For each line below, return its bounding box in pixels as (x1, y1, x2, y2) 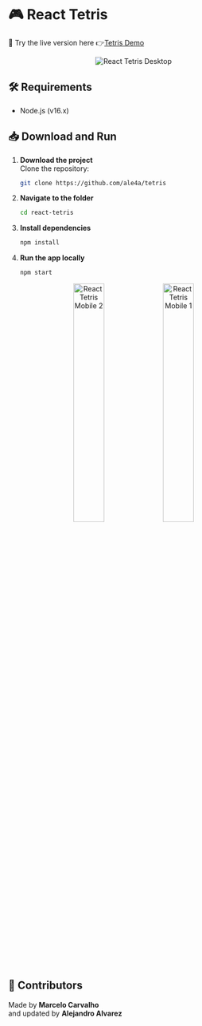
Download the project (19, 155, 93, 164)
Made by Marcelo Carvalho (8, 1000, 99, 1009)
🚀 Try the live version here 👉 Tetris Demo (8, 38, 145, 47)
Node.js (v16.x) (19, 105, 69, 115)
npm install (19, 239, 60, 247)
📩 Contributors (8, 979, 84, 992)
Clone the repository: (19, 164, 90, 173)
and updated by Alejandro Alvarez (8, 1008, 122, 1018)
